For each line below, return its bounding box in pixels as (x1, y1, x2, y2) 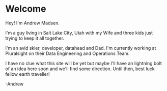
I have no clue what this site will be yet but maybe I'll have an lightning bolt (5, 60, 162, 66)
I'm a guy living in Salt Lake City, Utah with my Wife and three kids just (5, 29, 153, 36)
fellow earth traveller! (5, 71, 50, 77)
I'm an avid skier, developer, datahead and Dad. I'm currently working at (5, 45, 156, 51)
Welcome (5, 3, 46, 15)
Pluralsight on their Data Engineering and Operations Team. (5, 50, 130, 56)
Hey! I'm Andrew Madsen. (5, 20, 60, 26)
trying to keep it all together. (5, 35, 65, 41)
